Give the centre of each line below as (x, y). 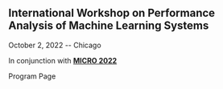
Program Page (32, 76)
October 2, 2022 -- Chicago (55, 45)
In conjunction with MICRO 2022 (63, 60)
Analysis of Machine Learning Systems (109, 26)
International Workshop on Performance (112, 13)
